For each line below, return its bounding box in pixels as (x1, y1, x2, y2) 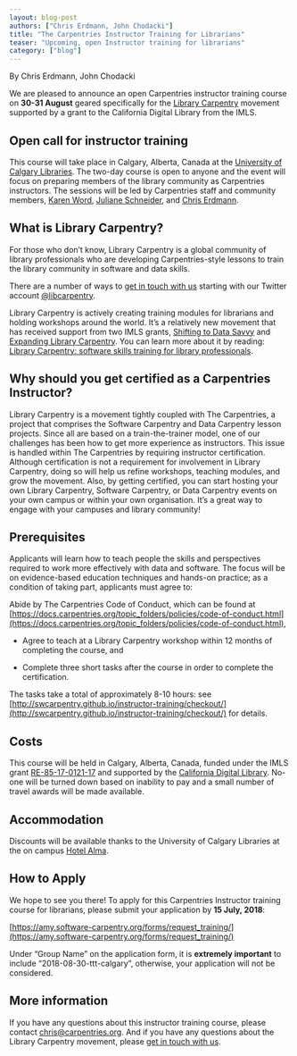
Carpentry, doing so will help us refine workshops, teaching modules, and (9, 465, 281, 476)
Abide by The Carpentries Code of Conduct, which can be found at (9, 599, 256, 610)
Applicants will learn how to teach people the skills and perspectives (9, 553, 261, 564)
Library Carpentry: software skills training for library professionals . (9, 345, 254, 356)
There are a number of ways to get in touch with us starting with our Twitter (9, 281, 287, 291)
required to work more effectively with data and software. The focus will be (9, 563, 285, 574)
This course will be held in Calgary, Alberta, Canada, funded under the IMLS (9, 758, 289, 768)
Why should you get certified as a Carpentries (9, 372, 271, 387)
